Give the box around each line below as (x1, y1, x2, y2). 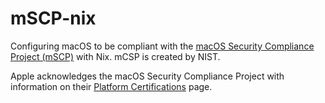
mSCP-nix (10, 7, 97, 30)
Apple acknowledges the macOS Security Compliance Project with (10, 70, 285, 82)
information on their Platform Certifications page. (10, 80, 213, 92)
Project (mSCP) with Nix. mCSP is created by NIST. (10, 50, 221, 62)
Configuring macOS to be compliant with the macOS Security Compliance (10, 40, 315, 52)
